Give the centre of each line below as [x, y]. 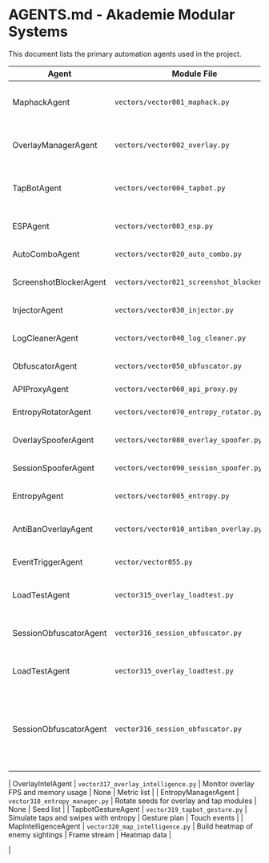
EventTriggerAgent [48, 561]
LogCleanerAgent [45, 338]
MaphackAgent [41, 102]
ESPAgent [31, 226]
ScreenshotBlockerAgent [59, 282]
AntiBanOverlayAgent [53, 529]
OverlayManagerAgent [55, 145]
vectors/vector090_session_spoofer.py [189, 468]
